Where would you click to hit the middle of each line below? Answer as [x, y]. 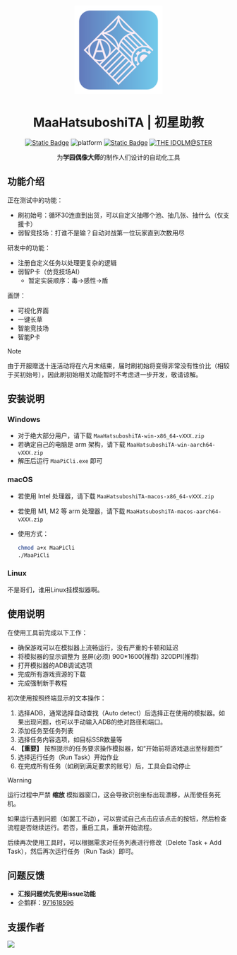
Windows [24, 420]
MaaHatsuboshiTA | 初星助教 [119, 123]
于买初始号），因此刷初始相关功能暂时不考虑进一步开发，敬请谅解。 [105, 374]
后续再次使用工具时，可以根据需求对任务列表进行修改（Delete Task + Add [115, 842]
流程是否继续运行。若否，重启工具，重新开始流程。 [81, 827]
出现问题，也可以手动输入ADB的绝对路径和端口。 [95, 722]
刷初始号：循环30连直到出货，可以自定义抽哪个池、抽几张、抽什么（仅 [120, 215]
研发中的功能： [29, 247]
